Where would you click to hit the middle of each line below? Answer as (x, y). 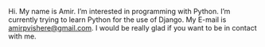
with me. (23, 36)
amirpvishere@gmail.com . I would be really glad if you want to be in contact (132, 28)
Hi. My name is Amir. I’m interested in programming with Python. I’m (119, 11)
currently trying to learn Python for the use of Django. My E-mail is (117, 20)
